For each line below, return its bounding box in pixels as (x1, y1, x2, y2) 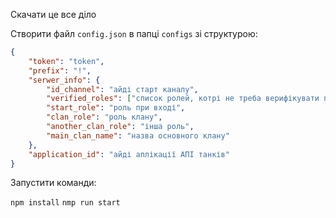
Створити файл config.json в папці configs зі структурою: (10, 28, 258, 39)
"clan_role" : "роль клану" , (46, 112, 163, 123)
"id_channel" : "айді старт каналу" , (46, 84, 199, 94)
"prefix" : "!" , (28, 65, 92, 76)
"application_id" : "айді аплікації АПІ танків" (28, 149, 230, 159)
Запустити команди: (10, 177, 97, 189)
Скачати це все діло (10, 9, 97, 20)
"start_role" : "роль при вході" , (46, 103, 186, 113)
